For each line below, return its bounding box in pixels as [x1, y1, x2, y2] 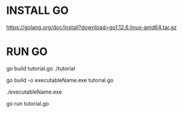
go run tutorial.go [6, 100, 49, 107]
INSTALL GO [6, 4, 69, 18]
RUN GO [6, 45, 48, 59]
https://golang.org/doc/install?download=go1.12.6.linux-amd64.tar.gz [6, 24, 177, 31]
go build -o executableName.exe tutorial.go [6, 76, 114, 83]
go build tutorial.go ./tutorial [6, 65, 75, 72]
